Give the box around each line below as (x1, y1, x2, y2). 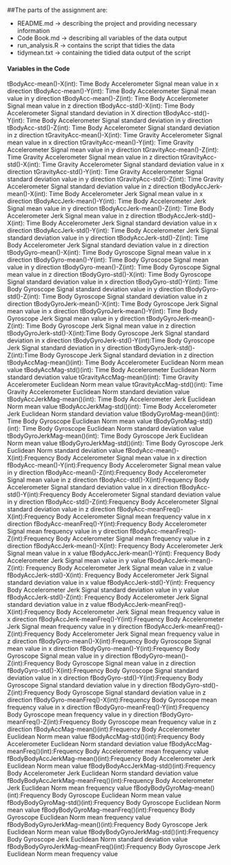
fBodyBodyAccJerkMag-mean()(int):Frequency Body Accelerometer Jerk (7, 755, 216, 763)
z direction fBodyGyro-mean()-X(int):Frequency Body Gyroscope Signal (7, 637, 212, 645)
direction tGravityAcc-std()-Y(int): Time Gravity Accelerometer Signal (7, 168, 203, 176)
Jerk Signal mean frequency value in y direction (7, 623, 143, 631)
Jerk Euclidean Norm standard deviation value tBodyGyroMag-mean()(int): (7, 410, 219, 418)
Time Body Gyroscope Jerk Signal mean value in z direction (26, 322, 197, 330)
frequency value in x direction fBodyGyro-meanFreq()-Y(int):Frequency (7, 703, 210, 712)
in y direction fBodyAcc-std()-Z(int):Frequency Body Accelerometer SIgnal (7, 498, 219, 506)
